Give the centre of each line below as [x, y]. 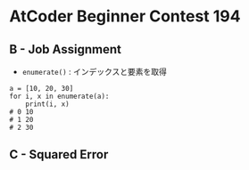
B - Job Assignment [66, 49]
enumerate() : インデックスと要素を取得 [95, 72]
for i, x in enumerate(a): [59, 96]
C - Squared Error [59, 154]
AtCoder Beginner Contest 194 [125, 16]
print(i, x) [47, 104]
